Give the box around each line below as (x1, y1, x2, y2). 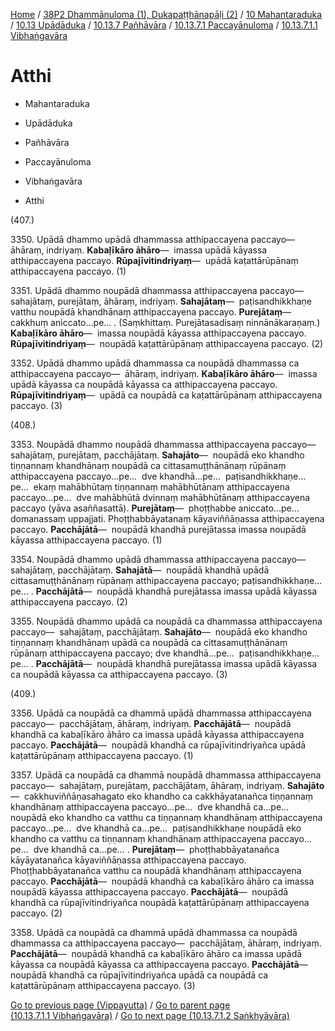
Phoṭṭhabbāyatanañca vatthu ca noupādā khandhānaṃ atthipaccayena (10, 864, 302, 876)
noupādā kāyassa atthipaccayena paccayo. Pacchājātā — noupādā (10, 885, 289, 898)
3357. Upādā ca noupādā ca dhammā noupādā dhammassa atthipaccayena (10, 769, 322, 781)
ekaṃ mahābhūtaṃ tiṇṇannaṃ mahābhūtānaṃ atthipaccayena (33, 480, 290, 493)
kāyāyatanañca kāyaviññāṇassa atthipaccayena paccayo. (10, 854, 247, 866)
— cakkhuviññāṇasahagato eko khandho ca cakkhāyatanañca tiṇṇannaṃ (10, 790, 314, 802)
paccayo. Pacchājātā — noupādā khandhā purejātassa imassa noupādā (10, 523, 307, 535)
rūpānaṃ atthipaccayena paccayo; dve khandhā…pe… (10, 647, 235, 659)
